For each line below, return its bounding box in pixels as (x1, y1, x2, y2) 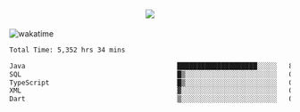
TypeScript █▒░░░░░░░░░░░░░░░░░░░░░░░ (9, 78, 278, 87)
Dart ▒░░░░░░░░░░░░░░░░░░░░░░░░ (9, 94, 278, 104)
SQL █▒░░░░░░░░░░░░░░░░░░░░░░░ (9, 69, 278, 79)
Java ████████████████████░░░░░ (9, 61, 278, 70)
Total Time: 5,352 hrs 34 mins (9, 45, 126, 54)
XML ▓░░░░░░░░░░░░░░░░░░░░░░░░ (9, 86, 278, 95)
